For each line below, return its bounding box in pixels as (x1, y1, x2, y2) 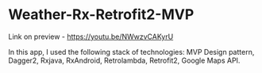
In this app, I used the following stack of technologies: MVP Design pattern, (8, 47, 255, 56)
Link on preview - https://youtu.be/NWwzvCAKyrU (8, 32, 174, 41)
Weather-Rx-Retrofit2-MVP (8, 6, 195, 24)
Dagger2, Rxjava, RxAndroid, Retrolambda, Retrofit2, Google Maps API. (8, 56, 241, 65)
